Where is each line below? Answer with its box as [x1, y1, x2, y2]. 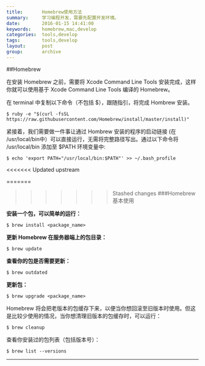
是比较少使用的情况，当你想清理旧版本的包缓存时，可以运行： [6, 312, 162, 320]
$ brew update [6, 246, 43, 252]
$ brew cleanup [6, 324, 45, 331]
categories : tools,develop [6, 32, 78, 38]
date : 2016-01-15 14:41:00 [6, 20, 95, 26]
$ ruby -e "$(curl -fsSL [6, 111, 70, 117]
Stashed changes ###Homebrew [112, 189, 196, 197]
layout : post [6, 43, 53, 49]
